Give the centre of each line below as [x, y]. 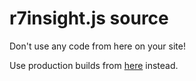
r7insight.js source [89, 18]
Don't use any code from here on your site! [97, 46]
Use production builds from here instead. [94, 65]
